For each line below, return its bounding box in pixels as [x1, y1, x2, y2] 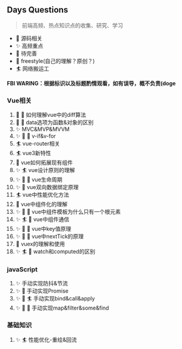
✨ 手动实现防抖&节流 [15, 280, 69, 287]
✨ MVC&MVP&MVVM [15, 125, 70, 133]
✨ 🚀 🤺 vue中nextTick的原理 [15, 233, 84, 240]
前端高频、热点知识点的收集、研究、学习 [21, 21, 123, 29]
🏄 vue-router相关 [15, 140, 60, 147]
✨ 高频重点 [15, 42, 44, 49]
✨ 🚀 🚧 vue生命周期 [15, 176, 62, 184]
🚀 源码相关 [15, 35, 42, 42]
